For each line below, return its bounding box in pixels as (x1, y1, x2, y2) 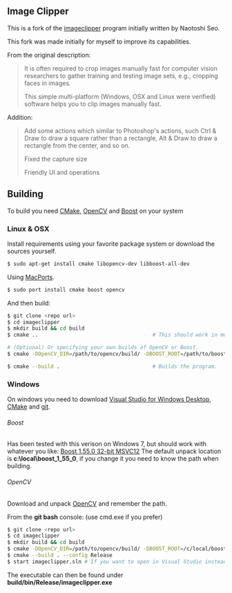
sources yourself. (7, 247, 57, 255)
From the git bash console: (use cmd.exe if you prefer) (7, 513, 163, 521)
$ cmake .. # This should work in (7, 332, 217, 339)
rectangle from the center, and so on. (23, 141, 130, 150)
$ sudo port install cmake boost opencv (7, 286, 126, 293)
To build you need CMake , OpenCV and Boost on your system (7, 206, 184, 215)
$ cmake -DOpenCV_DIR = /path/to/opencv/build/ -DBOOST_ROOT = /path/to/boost (7, 351, 227, 357)
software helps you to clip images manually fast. (23, 100, 162, 108)
